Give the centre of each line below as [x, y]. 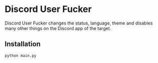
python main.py [21, 55]
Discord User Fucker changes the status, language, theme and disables [79, 23]
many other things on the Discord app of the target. [58, 28]
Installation [23, 44]
